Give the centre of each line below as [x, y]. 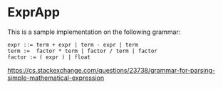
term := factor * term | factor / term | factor [83, 51]
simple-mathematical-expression [56, 78]
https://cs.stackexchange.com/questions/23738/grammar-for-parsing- [111, 70]
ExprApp [34, 12]
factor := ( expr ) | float [49, 57]
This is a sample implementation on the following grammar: [94, 32]
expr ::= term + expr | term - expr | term [73, 44]
